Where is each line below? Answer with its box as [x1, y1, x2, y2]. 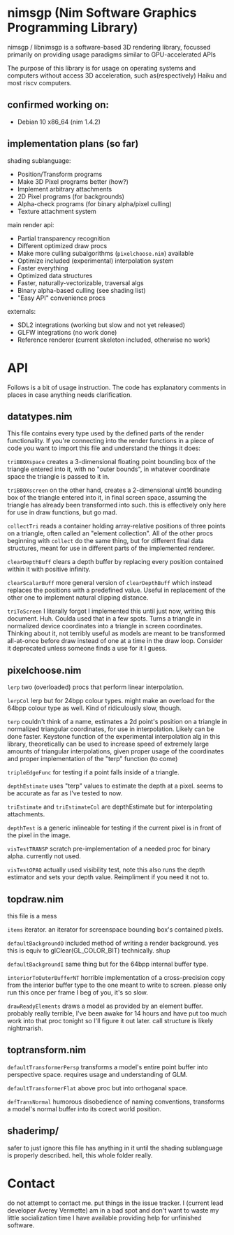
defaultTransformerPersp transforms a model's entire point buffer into [7, 1062, 208, 1071]
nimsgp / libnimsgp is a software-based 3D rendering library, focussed [7, 43, 211, 51]
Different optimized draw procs [17, 241, 108, 250]
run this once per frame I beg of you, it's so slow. [7, 988, 149, 997]
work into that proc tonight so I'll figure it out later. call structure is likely [7, 1016, 214, 1025]
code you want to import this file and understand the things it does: [7, 444, 201, 452]
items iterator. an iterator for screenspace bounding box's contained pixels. [7, 925, 224, 934]
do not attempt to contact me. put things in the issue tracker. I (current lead [7, 1199, 224, 1207]
